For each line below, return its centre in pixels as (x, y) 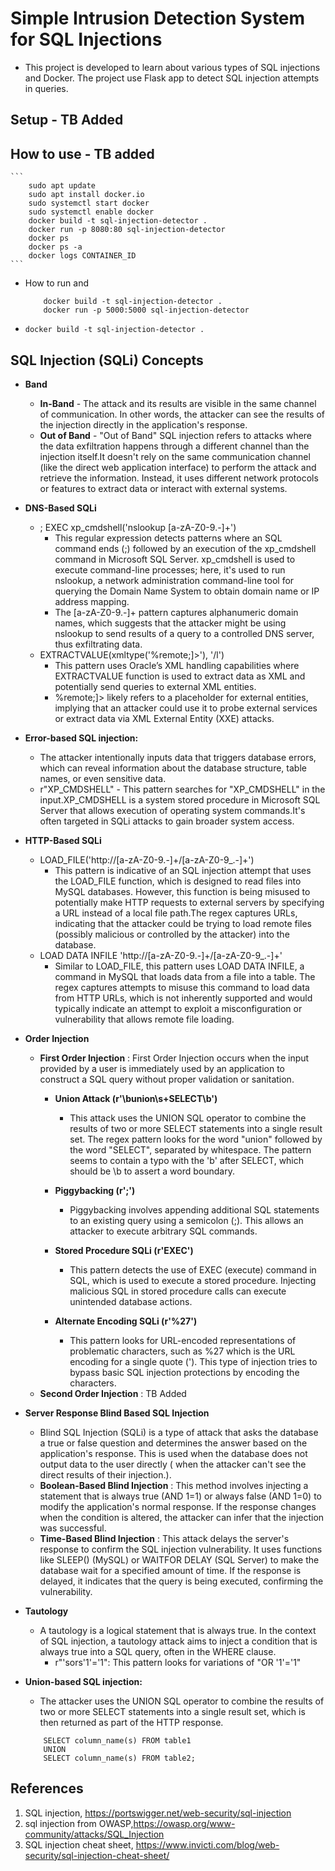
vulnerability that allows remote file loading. (144, 1019)
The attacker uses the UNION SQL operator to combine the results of (182, 1701)
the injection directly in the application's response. (143, 424)
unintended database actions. (131, 1301)
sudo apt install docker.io (86, 195)
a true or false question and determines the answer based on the (173, 1443)
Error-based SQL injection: (81, 738)
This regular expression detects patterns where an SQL (168, 538)
